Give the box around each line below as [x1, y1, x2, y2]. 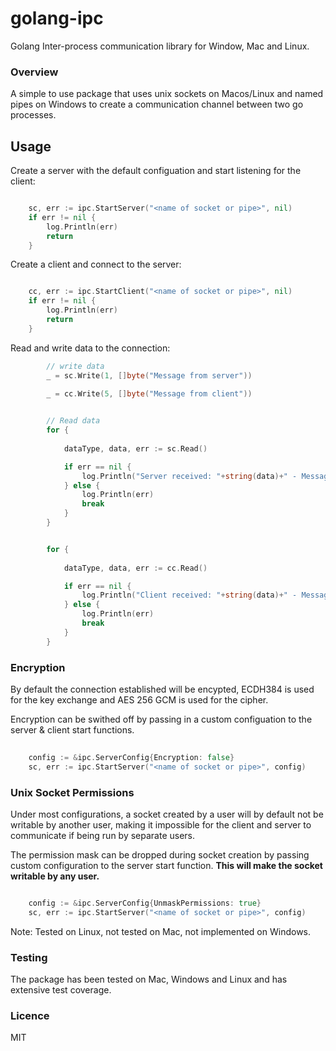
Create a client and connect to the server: [10, 258, 182, 271]
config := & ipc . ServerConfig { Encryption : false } [28, 752, 235, 762]
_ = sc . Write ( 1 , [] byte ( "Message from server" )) [46, 370, 253, 381]
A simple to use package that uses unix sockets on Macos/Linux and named [10, 88, 324, 100]
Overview [10, 65, 59, 79]
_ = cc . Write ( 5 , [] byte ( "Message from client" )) [46, 389, 253, 399]
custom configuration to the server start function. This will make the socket [10, 859, 323, 871]
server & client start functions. [10, 723, 135, 736]
